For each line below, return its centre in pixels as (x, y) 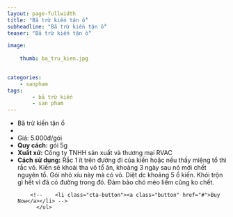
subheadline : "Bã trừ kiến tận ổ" (57, 26)
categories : (24, 77)
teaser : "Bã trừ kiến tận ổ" (49, 33)
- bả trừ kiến (53, 97)
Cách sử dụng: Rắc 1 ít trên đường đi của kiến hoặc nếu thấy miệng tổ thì (122, 160)
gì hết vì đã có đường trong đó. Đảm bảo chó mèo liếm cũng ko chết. (115, 182)
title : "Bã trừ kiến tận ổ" (48, 20)
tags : (15, 90)
